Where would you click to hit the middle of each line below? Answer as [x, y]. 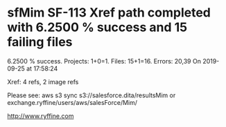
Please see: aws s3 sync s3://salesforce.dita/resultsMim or [92, 95]
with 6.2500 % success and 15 [97, 27]
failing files [40, 42]
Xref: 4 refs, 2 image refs [43, 81]
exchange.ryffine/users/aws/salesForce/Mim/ [72, 102]
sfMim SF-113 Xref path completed [109, 13]
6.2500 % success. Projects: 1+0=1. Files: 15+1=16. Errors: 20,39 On [104, 61]
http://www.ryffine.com [41, 116]
